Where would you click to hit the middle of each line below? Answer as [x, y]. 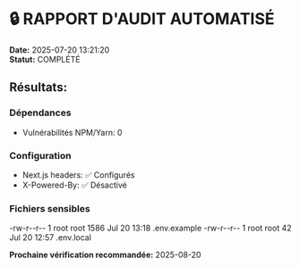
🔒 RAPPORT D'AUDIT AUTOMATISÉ [142, 19]
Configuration [40, 155]
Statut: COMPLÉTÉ [45, 59]
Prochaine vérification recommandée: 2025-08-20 [105, 255]
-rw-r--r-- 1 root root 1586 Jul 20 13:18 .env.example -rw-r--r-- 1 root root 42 [151, 228]
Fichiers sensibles [50, 208]
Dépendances [40, 113]
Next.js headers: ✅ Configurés [78, 175]
